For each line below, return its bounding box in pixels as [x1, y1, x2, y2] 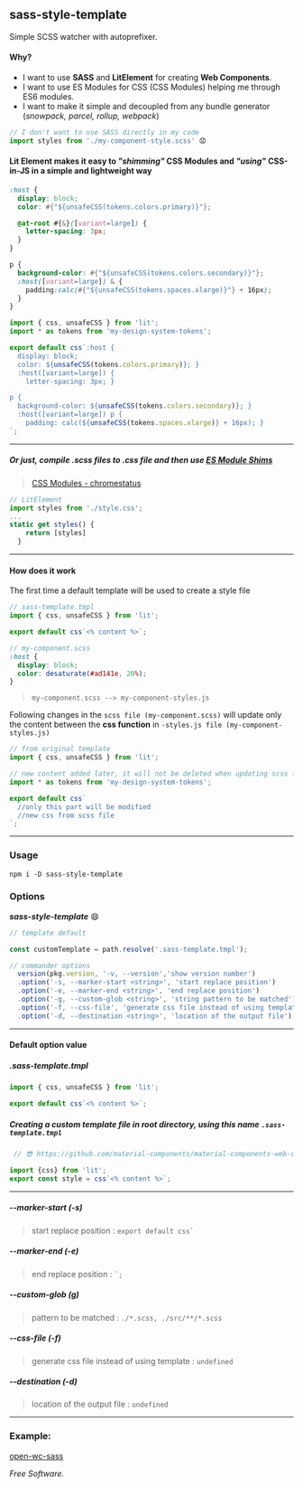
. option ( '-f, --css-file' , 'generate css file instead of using [17, 1003, 264, 1012]
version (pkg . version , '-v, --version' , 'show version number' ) [17, 969, 256, 979]
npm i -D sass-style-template [9, 870, 124, 879]
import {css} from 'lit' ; [9, 1165, 106, 1174]
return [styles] [25, 529, 87, 538]
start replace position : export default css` [31, 1225, 195, 1236]
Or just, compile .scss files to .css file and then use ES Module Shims [9, 455, 273, 466]
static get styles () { [9, 520, 95, 530]
